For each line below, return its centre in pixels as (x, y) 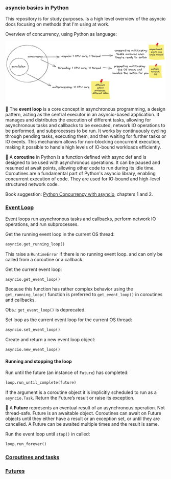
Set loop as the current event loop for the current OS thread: (69, 320)
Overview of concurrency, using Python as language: (61, 34)
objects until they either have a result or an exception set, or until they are (83, 419)
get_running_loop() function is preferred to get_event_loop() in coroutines (84, 295)
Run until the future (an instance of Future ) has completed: (67, 372)
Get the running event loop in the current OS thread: (60, 234)
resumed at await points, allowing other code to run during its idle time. (80, 168)
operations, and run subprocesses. (42, 224)
